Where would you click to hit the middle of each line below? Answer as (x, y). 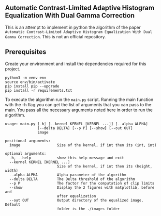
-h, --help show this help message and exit (67, 158)
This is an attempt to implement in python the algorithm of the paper (73, 27)
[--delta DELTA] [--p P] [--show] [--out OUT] (85, 128)
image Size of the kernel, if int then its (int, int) (83, 145)
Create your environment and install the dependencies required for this (76, 64)
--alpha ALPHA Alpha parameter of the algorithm (68, 175)
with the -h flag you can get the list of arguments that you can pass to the (78, 104)
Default (13, 204)
